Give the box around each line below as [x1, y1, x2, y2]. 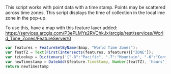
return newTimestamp [5, 64, 49, 69]
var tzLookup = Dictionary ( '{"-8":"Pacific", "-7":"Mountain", [5, 54, 142, 59]
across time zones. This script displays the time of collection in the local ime [5, 10, 165, 16]
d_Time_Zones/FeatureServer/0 [5, 35, 71, 41]
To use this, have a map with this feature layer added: [5, 25, 118, 31]
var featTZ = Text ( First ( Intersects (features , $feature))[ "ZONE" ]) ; [5, 50, 154, 55]
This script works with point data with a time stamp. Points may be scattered [5, 5, 165, 10]
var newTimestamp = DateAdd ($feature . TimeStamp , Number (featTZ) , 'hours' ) [5, 59, 167, 64]
